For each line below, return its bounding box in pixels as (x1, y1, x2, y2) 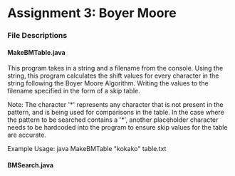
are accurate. (7, 130, 46, 140)
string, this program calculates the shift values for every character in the (7, 71, 219, 80)
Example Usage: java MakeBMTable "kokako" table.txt (7, 145, 167, 153)
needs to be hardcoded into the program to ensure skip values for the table (7, 123, 228, 132)
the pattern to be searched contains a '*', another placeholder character (7, 115, 219, 124)
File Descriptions (7, 31, 68, 41)
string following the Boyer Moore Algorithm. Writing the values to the (7, 79, 209, 88)
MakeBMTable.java (7, 48, 66, 56)
